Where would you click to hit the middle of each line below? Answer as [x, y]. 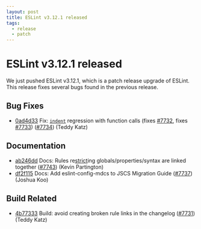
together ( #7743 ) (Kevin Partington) [59, 167]
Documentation [36, 146]
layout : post [23, 12]
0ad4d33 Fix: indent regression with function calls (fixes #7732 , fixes [101, 121]
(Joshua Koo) [32, 180]
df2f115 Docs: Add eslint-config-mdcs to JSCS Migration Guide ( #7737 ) [104, 173]
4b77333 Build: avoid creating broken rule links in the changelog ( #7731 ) [105, 213]
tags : [13, 23]
